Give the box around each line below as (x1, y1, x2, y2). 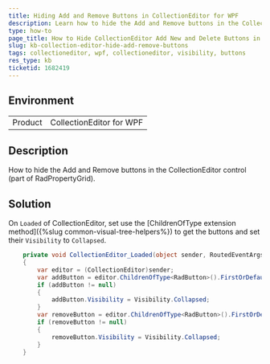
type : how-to (8, 27, 52, 35)
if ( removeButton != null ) (37, 318, 128, 326)
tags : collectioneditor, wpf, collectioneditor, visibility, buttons (8, 49, 247, 57)
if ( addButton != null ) (37, 280, 117, 289)
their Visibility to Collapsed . (8, 235, 107, 245)
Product (12, 117, 43, 128)
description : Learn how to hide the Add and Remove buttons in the (8, 19, 239, 27)
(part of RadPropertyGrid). (8, 174, 96, 183)
